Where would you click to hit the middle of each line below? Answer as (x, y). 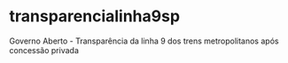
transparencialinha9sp (94, 16)
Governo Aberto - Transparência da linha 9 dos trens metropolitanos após (144, 41)
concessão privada (44, 50)
